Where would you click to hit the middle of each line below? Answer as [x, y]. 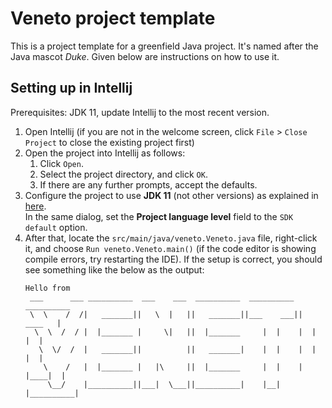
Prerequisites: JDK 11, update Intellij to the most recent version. [140, 112]
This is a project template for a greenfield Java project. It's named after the [164, 46]
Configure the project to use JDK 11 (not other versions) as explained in [171, 195]
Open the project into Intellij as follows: [105, 153]
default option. [56, 227]
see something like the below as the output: [114, 269]
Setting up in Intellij [71, 88]
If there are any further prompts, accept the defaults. [148, 184]
